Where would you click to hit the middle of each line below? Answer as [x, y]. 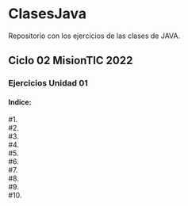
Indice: [20, 102]
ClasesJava [48, 14]
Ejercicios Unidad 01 [48, 83]
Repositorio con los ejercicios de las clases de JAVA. [94, 36]
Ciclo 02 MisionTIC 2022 [71, 61]
